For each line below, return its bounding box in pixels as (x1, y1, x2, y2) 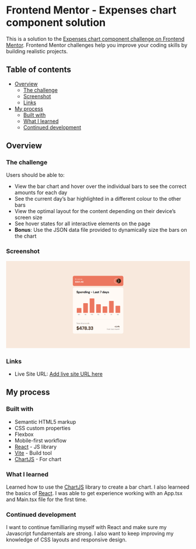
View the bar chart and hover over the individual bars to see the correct (14, 183, 187, 190)
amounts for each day (14, 189, 68, 196)
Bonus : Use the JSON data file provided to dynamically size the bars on (14, 227, 188, 234)
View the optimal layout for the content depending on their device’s (14, 208, 176, 215)
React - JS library (14, 443, 57, 450)
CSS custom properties (14, 424, 71, 431)
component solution (6, 16, 106, 29)
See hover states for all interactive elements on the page (14, 220, 150, 227)
